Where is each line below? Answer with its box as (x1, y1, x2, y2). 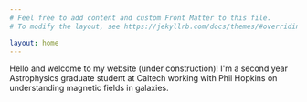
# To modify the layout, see (9, 22, 121, 31)
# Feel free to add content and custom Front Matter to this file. (9, 13, 272, 23)
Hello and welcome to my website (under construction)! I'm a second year (9, 63, 288, 74)
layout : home (9, 38, 59, 47)
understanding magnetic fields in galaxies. (9, 83, 169, 94)
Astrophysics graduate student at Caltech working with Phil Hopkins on (9, 73, 278, 84)
